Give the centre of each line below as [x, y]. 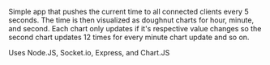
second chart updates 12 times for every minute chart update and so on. [129, 37]
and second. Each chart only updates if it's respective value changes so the [135, 28]
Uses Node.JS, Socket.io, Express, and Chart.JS [89, 53]
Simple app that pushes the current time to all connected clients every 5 [129, 12]
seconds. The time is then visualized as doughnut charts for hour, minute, [131, 20]
